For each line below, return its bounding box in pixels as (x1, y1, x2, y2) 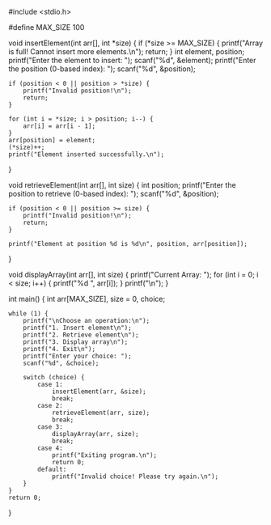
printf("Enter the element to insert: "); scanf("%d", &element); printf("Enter (8, 56, 256, 65)
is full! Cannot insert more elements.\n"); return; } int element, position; (8, 47, 245, 56)
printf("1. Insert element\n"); (23, 324, 132, 332)
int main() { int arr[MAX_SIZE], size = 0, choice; (8, 294, 166, 303)
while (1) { (8, 310, 49, 318)
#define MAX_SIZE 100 (8, 23, 85, 32)
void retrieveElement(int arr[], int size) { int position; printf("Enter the (8, 180, 236, 189)
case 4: (37, 444, 63, 452)
